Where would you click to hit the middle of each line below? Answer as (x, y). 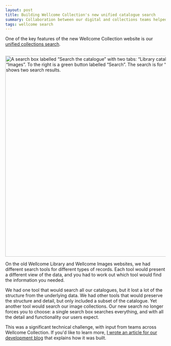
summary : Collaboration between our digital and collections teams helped (86, 19)
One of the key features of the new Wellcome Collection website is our (79, 39)
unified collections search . (33, 44)
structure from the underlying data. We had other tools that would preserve (84, 295)
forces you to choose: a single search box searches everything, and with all (84, 312)
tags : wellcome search (29, 24)
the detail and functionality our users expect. (52, 317)
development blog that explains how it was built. (56, 338)
